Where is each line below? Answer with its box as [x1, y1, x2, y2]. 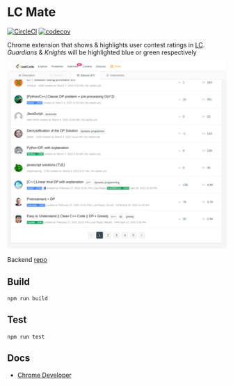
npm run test [7, 333, 45, 340]
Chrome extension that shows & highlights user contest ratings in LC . [7, 40, 205, 49]
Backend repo [7, 256, 47, 264]
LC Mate [7, 4, 56, 20]
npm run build [7, 295, 49, 302]
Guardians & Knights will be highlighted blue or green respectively [7, 48, 197, 56]
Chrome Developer [17, 371, 72, 379]
